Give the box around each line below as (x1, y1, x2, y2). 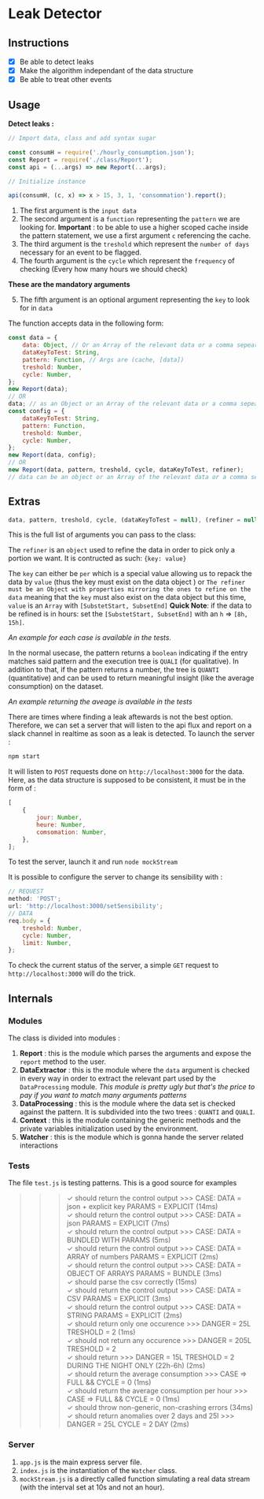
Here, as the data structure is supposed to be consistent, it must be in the (8, 776, 246, 785)
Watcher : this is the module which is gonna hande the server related (19, 1133, 244, 1141)
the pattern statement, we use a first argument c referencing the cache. (19, 231, 251, 240)
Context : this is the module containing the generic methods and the (19, 1116, 241, 1125)
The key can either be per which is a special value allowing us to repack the (8, 569, 253, 578)
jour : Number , (36, 813, 82, 822)
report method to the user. (19, 1057, 106, 1066)
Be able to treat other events (19, 75, 112, 84)
